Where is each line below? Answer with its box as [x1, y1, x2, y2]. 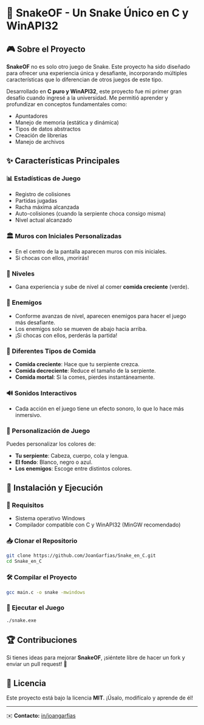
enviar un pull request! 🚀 [6, 661, 67, 668]
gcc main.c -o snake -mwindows [6, 589, 86, 595]
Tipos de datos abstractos [15, 125, 81, 132]
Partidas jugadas [15, 197, 58, 204]
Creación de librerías [15, 132, 68, 139]
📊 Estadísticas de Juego [6, 174, 81, 183]
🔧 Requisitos [6, 501, 44, 509]
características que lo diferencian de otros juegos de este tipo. [6, 76, 163, 83]
